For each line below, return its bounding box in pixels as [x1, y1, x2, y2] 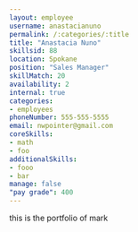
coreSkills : [9, 130, 53, 139]
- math [9, 138, 34, 147]
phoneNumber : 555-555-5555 [9, 113, 110, 122]
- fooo [9, 163, 34, 172]
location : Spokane [9, 55, 77, 64]
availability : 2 [9, 80, 69, 89]
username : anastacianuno [9, 21, 101, 30]
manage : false [9, 180, 62, 189]
